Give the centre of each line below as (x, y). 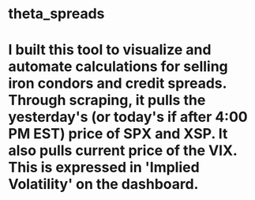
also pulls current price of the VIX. (123, 151)
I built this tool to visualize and (110, 50)
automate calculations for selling (118, 67)
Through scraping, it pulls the (107, 100)
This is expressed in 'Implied (104, 168)
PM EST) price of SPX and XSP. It (118, 134)
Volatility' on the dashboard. (103, 185)
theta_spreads (56, 14)
